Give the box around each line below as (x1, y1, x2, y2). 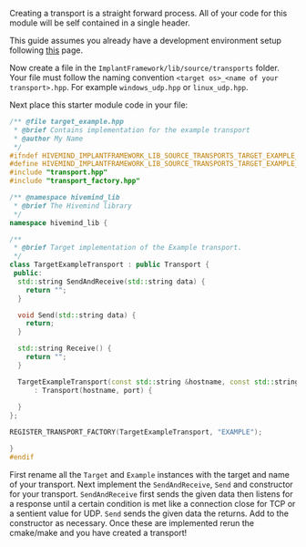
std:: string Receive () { (17, 344, 112, 354)
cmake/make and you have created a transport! (9, 527, 188, 538)
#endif (9, 452, 35, 461)
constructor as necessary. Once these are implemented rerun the (9, 517, 255, 528)
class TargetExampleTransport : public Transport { (9, 260, 209, 270)
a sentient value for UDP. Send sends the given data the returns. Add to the (9, 508, 290, 519)
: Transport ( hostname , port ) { (33, 386, 153, 395)
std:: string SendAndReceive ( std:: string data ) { (17, 277, 206, 286)
